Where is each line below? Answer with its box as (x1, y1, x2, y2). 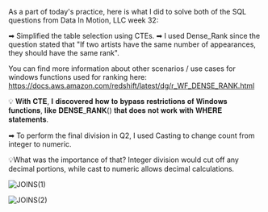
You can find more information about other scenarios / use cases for (8, 64, 236, 73)
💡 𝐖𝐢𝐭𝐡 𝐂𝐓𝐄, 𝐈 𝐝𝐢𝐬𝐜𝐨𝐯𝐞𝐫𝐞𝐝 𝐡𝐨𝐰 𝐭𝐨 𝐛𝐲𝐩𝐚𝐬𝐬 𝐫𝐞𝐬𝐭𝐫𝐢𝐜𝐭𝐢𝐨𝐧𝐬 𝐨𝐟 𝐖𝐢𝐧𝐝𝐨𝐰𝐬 (8, 97, 228, 106)
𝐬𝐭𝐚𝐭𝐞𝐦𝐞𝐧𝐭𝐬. (8, 114, 49, 124)
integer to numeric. (8, 139, 72, 148)
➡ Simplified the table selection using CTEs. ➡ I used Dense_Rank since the (8, 31, 261, 40)
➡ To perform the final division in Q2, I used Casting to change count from (8, 131, 255, 140)
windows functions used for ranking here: (8, 73, 147, 81)
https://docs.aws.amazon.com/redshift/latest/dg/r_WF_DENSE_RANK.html (8, 81, 255, 90)
